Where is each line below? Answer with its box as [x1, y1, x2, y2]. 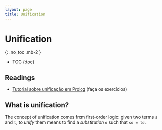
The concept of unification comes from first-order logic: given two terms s [5, 114, 158, 120]
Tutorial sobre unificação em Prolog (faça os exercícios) [12, 87, 127, 92]
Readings [5, 73, 35, 82]
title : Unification [5, 12, 46, 17]
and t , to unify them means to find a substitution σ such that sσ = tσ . [5, 119, 146, 125]
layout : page [5, 7, 32, 12]
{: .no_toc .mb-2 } [5, 49, 41, 55]
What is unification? [5, 101, 69, 109]
